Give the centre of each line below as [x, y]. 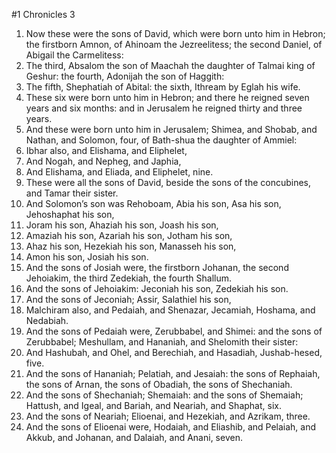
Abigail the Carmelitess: [74, 55]
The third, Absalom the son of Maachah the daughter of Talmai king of [170, 65]
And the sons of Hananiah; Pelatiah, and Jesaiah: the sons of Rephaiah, [173, 373]
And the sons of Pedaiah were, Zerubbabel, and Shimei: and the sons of [174, 331]
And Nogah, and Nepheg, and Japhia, [103, 161]
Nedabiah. [47, 320]
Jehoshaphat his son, [70, 214]
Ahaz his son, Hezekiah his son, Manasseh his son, [131, 246]
